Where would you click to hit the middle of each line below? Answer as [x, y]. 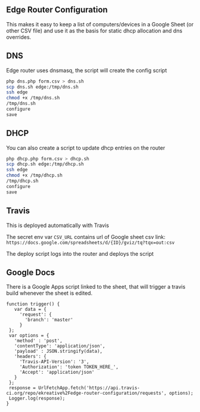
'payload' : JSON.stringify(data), [58, 352]
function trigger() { [33, 304]
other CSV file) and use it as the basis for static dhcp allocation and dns [94, 31]
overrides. [19, 37]
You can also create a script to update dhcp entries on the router [86, 148]
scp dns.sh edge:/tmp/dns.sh [42, 87]
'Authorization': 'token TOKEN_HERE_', [69, 367]
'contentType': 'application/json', [60, 346]
